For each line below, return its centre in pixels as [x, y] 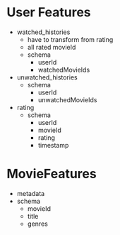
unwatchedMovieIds [67, 99]
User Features [49, 12]
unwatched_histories [47, 77]
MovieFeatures [52, 174]
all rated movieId [52, 47]
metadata [31, 193]
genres [38, 224]
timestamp [53, 145]
